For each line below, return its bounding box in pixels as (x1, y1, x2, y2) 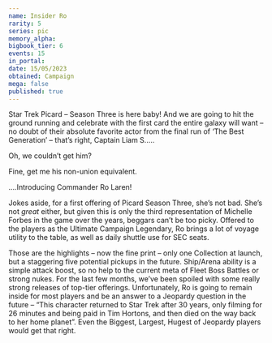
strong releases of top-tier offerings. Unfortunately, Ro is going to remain (8, 283, 253, 293)
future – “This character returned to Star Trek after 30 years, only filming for (8, 300, 262, 310)
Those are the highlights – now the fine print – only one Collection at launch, (8, 248, 263, 258)
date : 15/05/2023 (8, 65, 67, 73)
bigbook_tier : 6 (8, 42, 63, 50)
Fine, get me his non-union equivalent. (8, 167, 138, 177)
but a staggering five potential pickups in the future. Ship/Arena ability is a (8, 257, 257, 267)
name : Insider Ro (8, 11, 67, 20)
